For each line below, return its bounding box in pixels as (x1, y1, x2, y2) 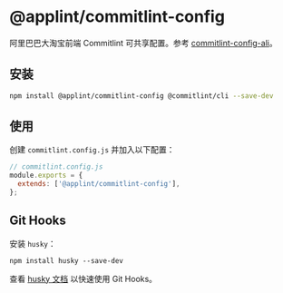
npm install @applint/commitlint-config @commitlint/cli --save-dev (9, 91, 274, 101)
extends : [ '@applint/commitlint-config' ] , (17, 180, 181, 189)
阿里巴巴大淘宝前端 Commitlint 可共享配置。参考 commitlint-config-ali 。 (9, 37, 278, 48)
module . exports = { (9, 171, 83, 181)
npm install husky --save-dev (9, 256, 124, 265)
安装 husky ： (9, 238, 56, 249)
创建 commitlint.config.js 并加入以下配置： (9, 144, 175, 155)
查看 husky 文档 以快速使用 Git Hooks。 (9, 273, 157, 284)
